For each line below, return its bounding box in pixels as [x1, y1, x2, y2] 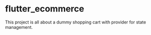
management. [5, 24, 33, 30]
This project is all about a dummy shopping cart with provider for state [5, 19, 146, 25]
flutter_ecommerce [5, 3, 84, 14]
